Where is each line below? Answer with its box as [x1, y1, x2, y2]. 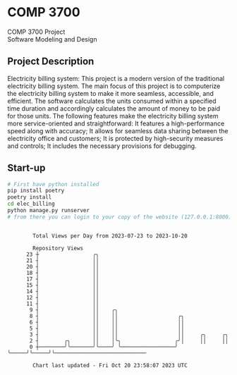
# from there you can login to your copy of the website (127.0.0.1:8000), [7, 213, 235, 221]
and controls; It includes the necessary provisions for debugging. [7, 142, 197, 150]
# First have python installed [7, 180, 99, 187]
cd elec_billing [7, 200, 55, 208]
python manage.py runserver [7, 207, 90, 214]
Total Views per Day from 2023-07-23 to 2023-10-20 [32, 232, 188, 240]
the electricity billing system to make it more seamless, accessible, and [7, 89, 214, 97]
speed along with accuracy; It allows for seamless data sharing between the [7, 126, 229, 135]
